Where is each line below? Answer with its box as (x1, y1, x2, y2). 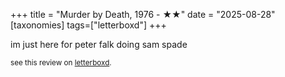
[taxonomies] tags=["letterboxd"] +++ (10, 19, 167, 31)
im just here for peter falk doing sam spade (10, 39, 188, 50)
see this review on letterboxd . (10, 58, 112, 68)
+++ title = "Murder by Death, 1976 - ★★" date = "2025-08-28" (10, 9, 276, 20)
